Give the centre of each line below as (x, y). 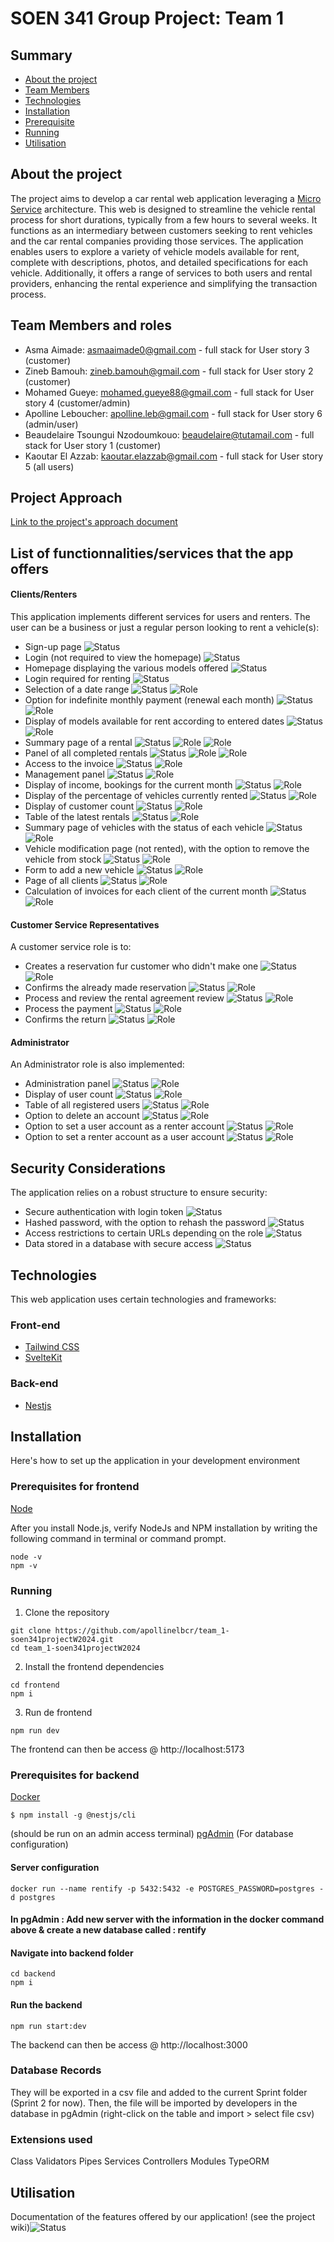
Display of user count (69, 1094)
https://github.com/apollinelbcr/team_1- (142, 1631)
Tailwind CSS (52, 1347)
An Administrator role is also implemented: (97, 1064)
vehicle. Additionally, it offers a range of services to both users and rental (161, 273)
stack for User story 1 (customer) (93, 445)
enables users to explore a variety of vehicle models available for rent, (155, 251)
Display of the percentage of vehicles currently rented (136, 796)
